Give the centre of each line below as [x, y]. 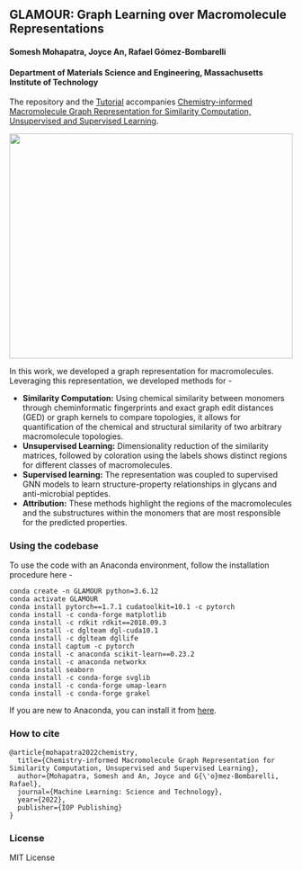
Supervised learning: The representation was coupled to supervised [150, 475]
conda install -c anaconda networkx [78, 662]
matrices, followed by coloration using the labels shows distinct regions [155, 456]
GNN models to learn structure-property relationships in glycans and [149, 484]
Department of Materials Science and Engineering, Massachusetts [136, 72]
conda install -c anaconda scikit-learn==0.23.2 [102, 655]
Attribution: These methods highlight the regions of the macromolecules [157, 504]
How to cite [35, 734]
